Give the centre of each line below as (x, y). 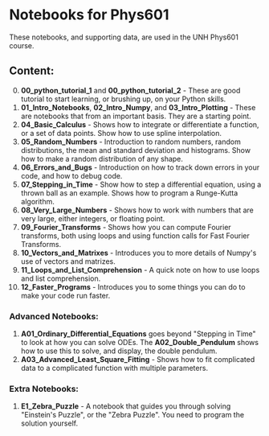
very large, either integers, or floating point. (93, 218)
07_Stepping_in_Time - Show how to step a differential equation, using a (141, 184)
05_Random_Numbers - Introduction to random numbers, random (131, 142)
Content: (32, 71)
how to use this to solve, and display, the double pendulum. (119, 351)
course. (22, 45)
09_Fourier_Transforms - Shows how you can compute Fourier (126, 227)
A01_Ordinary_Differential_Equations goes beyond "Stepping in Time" (138, 334)
